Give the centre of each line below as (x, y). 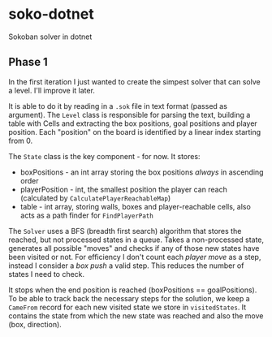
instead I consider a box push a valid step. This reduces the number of (126, 266)
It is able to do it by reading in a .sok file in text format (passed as (118, 106)
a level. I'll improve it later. (52, 90)
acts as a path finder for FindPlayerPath (87, 215)
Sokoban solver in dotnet (50, 37)
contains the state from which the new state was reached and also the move (136, 315)
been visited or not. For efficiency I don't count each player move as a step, (135, 257)
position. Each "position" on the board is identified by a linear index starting (135, 132)
